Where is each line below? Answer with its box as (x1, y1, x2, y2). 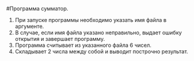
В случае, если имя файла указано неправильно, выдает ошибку (14, 29, 182, 36)
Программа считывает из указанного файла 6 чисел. (14, 41, 152, 49)
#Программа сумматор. (6, 5, 68, 12)
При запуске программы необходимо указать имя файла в (14, 17, 167, 23)
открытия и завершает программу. (14, 36, 105, 42)
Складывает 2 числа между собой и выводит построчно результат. (14, 48, 189, 55)
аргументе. (14, 23, 44, 30)
